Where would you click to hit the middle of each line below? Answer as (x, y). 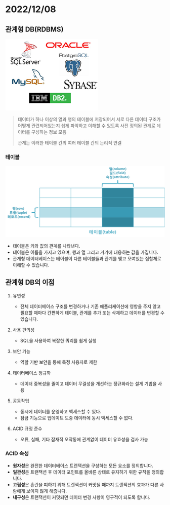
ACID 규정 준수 (27, 429)
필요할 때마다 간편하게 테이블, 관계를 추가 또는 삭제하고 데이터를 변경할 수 (92, 313)
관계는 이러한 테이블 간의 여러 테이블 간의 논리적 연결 (70, 143)
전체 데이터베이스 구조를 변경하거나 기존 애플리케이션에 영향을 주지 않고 (90, 306)
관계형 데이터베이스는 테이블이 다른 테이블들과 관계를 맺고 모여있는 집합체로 (87, 258)
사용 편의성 (24, 330)
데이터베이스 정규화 (32, 373)
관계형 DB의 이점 (30, 282)
